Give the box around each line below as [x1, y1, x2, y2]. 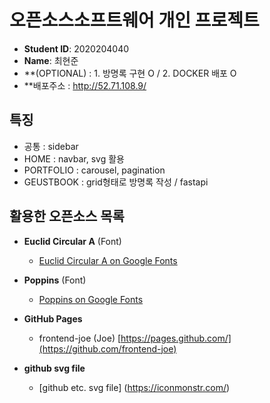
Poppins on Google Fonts [38, 293, 144, 305]
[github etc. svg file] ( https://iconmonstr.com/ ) [38, 381, 231, 393]
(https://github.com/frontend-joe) [38, 342, 177, 355]
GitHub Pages [23, 312, 83, 325]
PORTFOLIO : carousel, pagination [23, 164, 166, 176]
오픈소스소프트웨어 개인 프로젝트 [9, 9, 260, 32]
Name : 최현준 [23, 54, 79, 66]
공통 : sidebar [23, 140, 79, 152]
